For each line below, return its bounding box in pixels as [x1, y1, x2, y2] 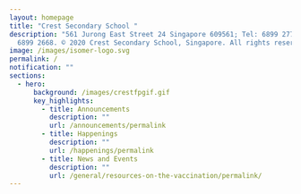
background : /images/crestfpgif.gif [32, 88, 170, 97]
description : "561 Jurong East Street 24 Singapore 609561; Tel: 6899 [9, 30, 279, 38]
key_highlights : [32, 96, 94, 105]
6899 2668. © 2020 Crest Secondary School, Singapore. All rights [17, 38, 271, 47]
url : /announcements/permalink [48, 122, 167, 131]
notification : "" [9, 63, 74, 72]
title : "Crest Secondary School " [9, 21, 139, 30]
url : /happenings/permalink [48, 146, 154, 155]
